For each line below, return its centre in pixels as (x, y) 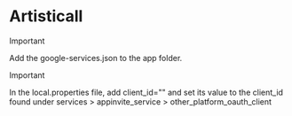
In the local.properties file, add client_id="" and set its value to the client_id (146, 92)
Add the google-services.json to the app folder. (96, 58)
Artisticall (46, 16)
